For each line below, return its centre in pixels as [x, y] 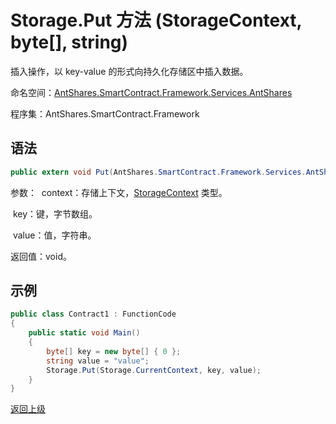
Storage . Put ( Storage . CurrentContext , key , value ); [154, 370]
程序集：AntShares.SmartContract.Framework [105, 113]
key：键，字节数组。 [55, 213]
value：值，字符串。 [54, 235]
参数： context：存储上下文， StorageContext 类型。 [119, 192]
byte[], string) [69, 42]
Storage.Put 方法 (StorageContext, [156, 20]
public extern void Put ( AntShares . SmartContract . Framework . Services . [158, 172]
